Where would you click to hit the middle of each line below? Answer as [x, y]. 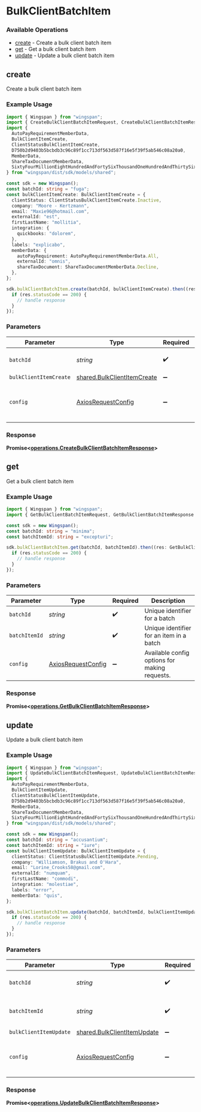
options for [160, 660]
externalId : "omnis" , [44, 262]
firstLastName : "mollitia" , [47, 223]
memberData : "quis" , [37, 895]
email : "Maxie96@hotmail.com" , [51, 211]
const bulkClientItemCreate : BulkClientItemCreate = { [76, 194]
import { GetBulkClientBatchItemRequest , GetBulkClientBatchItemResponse [100, 515]
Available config [167, 653]
